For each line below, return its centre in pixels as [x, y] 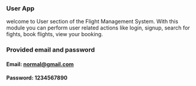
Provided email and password [51, 50]
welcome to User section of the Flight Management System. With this [92, 22]
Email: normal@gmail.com [40, 64]
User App [21, 8]
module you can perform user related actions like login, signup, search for [98, 28]
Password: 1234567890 [37, 78]
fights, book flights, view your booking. [55, 34]
